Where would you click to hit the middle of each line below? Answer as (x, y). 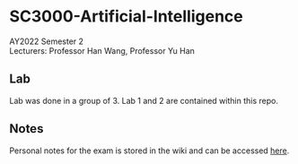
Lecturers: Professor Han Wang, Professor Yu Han (102, 50)
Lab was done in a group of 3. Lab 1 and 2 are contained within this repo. (144, 100)
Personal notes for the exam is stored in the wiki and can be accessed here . (149, 151)
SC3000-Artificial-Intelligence (127, 17)
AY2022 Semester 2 (46, 41)
